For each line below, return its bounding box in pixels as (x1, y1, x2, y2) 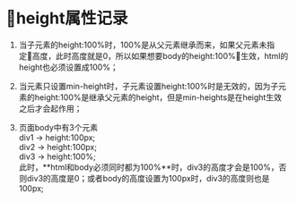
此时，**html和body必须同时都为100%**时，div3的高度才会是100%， (18, 162, 279, 173)
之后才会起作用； (18, 103, 83, 114)
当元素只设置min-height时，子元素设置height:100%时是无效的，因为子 (18, 80, 279, 91)
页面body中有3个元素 (18, 122, 98, 132)
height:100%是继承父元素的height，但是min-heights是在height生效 (34, 91, 282, 103)
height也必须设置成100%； (18, 62, 119, 72)
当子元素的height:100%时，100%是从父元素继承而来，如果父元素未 (18, 39, 267, 50)
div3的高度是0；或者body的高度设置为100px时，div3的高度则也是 (26, 173, 270, 183)
